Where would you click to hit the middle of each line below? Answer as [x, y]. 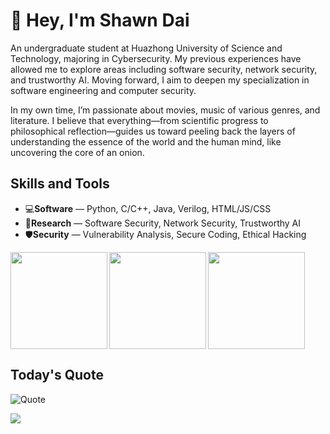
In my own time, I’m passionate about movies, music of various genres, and [165, 110]
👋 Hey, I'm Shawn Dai [100, 20]
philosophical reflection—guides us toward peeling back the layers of [153, 131]
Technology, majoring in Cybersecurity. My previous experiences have [156, 58]
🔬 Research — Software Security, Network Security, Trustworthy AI [163, 223]
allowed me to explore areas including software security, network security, [164, 69]
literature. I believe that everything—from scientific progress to [139, 120]
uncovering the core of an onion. [77, 152]
